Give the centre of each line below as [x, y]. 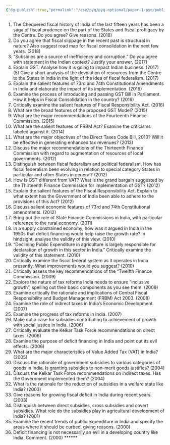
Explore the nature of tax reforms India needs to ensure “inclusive [81, 282]
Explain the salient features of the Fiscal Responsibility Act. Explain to [85, 190]
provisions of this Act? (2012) [43, 201]
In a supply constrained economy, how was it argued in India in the [82, 228]
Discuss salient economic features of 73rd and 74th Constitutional [81, 207]
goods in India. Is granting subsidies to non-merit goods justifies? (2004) [89, 368]
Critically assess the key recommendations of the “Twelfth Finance [82, 271]
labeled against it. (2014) [39, 131]
